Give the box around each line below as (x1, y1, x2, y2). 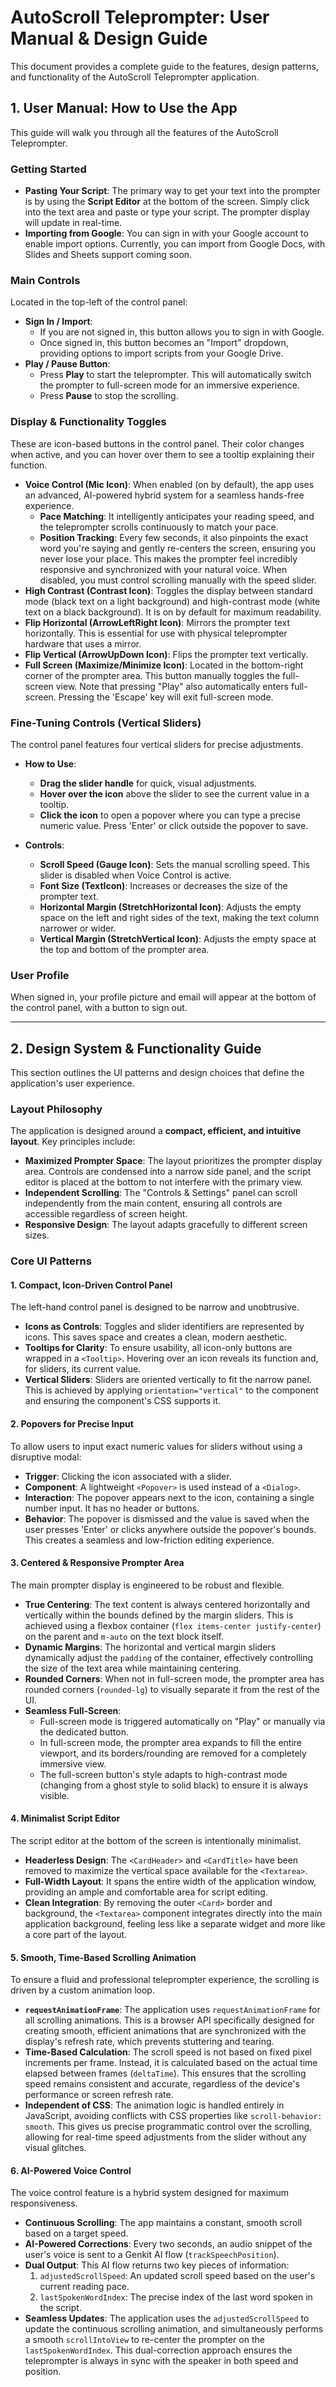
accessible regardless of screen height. (24, 1208, 188, 1220)
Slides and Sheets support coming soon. (24, 249, 193, 261)
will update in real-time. (24, 217, 123, 229)
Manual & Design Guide (10, 27, 208, 50)
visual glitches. (24, 2142, 87, 2154)
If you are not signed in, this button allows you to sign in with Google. (39, 326, 325, 338)
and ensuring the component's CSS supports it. (24, 1395, 222, 1407)
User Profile (10, 968, 70, 982)
